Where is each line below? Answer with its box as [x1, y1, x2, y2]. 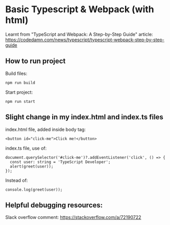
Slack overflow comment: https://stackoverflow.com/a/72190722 [5, 214, 141, 220]
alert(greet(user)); [10, 164, 54, 169]
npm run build [5, 80, 36, 85]
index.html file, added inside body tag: [5, 126, 86, 132]
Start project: [5, 89, 33, 95]
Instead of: [5, 177, 28, 183]
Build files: [5, 70, 28, 76]
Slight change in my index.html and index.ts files [5, 113, 163, 122]
